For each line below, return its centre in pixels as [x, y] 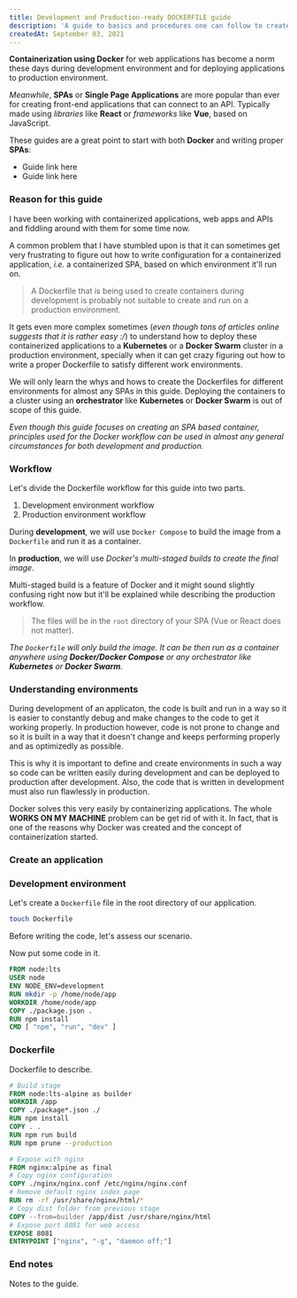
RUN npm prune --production [61, 1143]
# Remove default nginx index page [75, 1193]
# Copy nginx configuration [61, 1176]
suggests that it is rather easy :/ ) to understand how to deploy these [133, 336]
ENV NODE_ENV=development [57, 986]
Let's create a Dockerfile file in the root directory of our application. [133, 903]
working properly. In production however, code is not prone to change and [145, 727]
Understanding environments [74, 689]
